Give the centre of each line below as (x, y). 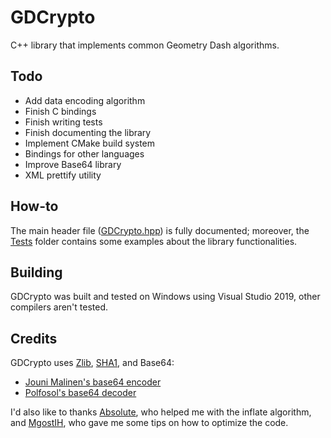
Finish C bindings (60, 111)
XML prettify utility (63, 175)
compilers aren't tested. (59, 307)
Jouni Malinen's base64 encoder (93, 382)
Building (36, 272)
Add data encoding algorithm (85, 100)
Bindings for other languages (84, 153)
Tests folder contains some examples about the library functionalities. (154, 241)
